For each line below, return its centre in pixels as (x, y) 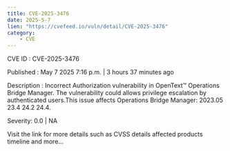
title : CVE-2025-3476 (38, 13)
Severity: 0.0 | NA (32, 121)
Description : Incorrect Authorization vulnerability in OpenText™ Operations (113, 85)
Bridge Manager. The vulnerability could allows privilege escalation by (107, 93)
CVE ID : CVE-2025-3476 (43, 59)
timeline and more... (36, 141)
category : (21, 33)
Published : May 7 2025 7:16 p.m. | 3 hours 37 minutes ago (90, 72)
